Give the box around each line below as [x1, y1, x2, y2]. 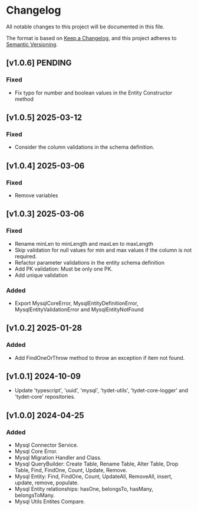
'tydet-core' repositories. [14, 393, 75, 401]
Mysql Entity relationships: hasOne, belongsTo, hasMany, [14, 486, 154, 493]
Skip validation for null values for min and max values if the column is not [14, 246, 192, 253]
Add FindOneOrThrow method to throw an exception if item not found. [14, 354, 185, 361]
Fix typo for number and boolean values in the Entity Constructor [14, 89, 173, 96]
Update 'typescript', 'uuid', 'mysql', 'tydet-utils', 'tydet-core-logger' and [14, 387, 189, 394]
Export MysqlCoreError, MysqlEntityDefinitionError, [14, 300, 138, 307]
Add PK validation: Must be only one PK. [14, 265, 113, 272]
